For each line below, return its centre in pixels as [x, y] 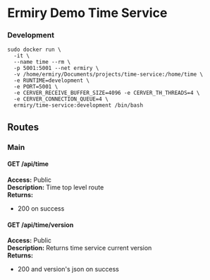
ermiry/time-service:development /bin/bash [78, 105]
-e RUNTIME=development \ [52, 81]
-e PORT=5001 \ [36, 87]
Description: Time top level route [56, 187]
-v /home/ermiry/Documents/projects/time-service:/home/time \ [108, 75]
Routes [23, 127]
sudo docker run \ [34, 50]
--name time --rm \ [42, 62]
